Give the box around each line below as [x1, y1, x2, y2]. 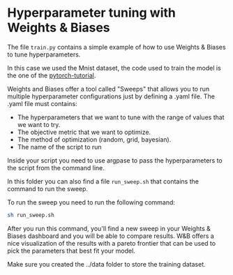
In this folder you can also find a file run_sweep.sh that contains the [7, 177, 199, 186]
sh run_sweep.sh [7, 211, 54, 218]
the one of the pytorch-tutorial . [7, 71, 96, 80]
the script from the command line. [7, 163, 105, 172]
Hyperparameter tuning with [7, 5, 176, 21]
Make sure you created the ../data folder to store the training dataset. [7, 260, 206, 268]
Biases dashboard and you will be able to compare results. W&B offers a [7, 232, 214, 240]
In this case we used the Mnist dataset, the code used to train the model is [7, 64, 221, 72]
